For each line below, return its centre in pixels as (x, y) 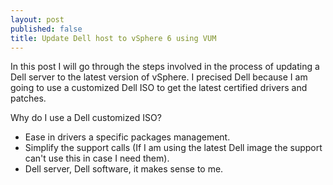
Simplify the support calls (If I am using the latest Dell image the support (173, 148)
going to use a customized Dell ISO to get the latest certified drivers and (159, 88)
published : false (46, 29)
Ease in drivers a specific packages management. (127, 137)
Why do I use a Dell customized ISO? (86, 118)
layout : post (37, 19)
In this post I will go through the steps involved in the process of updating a (165, 67)
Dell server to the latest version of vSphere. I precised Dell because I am (159, 77)
